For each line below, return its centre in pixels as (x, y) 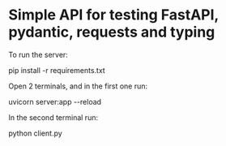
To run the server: (38, 54)
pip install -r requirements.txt (57, 70)
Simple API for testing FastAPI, (113, 15)
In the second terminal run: (53, 117)
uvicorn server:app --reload (55, 101)
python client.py (35, 133)
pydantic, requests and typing (112, 32)
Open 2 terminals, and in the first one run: (78, 86)
